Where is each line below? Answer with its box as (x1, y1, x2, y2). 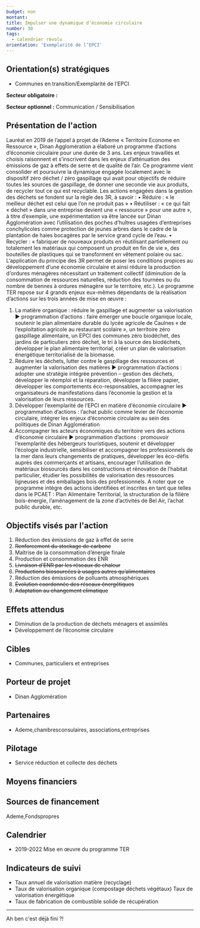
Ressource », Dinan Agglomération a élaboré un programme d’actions (6, 143, 177, 150)
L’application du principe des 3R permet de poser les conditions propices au (6, 257, 193, 264)
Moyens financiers (6, 776, 77, 786)
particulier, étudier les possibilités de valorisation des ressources (14, 471, 174, 478)
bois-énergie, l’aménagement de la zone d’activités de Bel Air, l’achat (14, 497, 184, 504)
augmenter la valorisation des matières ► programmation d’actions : (14, 364, 182, 371)
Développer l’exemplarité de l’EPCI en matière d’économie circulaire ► (14, 401, 187, 409)
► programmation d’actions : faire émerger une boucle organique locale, (14, 313, 193, 320)
